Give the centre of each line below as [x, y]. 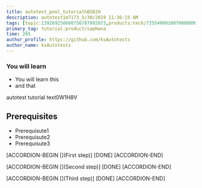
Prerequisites [32, 116]
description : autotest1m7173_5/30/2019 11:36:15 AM [72, 17]
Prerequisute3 [32, 143]
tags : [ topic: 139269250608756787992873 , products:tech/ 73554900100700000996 [103, 23]
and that [25, 86]
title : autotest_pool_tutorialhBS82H [54, 12]
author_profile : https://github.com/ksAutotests [68, 40]
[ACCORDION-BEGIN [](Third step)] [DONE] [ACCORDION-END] [86, 178]
